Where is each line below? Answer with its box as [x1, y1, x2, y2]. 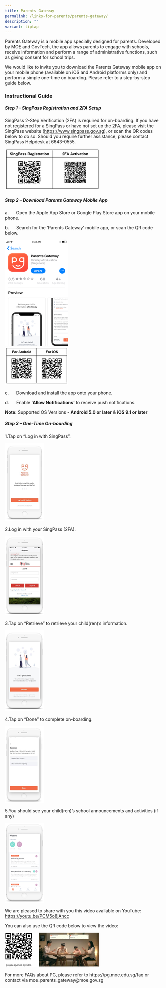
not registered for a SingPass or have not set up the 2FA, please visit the [5, 123, 154, 129]
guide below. [5, 80, 31, 86]
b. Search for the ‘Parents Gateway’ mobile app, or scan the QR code [5, 225, 153, 231]
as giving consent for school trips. [5, 54, 75, 60]
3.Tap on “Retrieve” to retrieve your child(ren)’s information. [5, 620, 128, 626]
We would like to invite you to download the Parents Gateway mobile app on [5, 64, 161, 70]
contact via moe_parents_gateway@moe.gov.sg [5, 977, 104, 983]
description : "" [5, 19, 39, 24]
